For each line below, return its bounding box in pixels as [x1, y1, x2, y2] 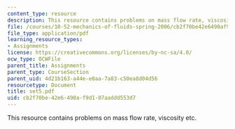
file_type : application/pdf [7, 29, 90, 37]
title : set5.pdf [7, 88, 55, 95]
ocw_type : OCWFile [7, 56, 61, 63]
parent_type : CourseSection [7, 68, 90, 75]
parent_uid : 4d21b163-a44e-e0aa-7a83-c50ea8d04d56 [7, 75, 158, 82]
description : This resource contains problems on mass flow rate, [7, 17, 205, 24]
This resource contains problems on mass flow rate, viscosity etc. [7, 114, 197, 122]
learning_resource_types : [7, 36, 83, 43]
